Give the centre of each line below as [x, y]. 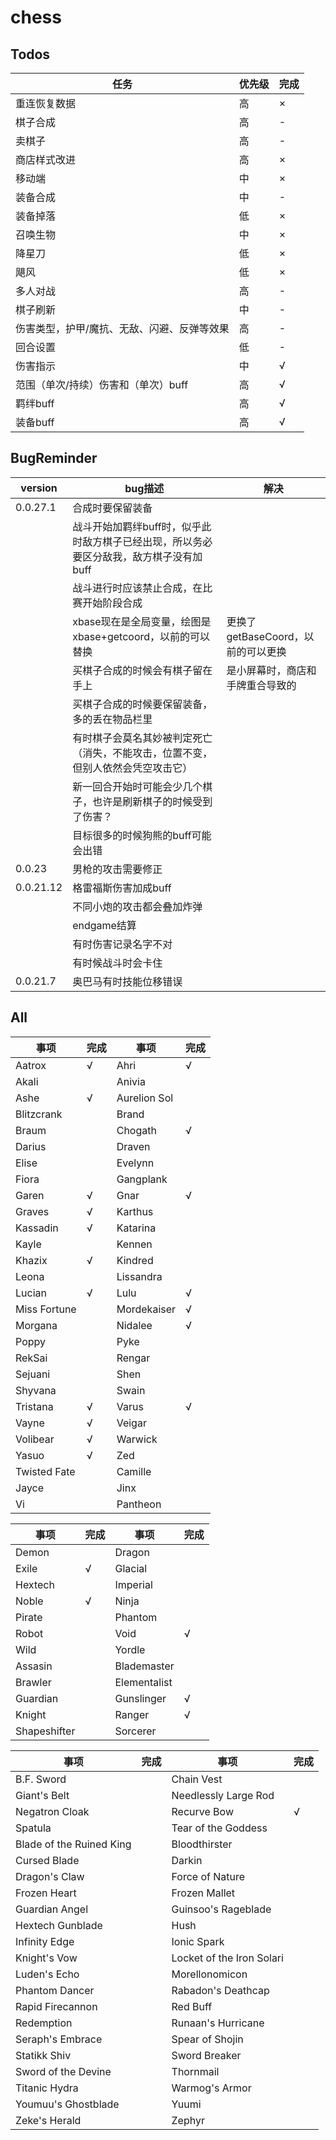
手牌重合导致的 [261, 685]
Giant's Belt [42, 1795]
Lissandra [139, 1276]
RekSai [31, 1358]
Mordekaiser [146, 1309]
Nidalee [134, 1325]
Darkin [187, 1860]
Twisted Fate [45, 1471]
